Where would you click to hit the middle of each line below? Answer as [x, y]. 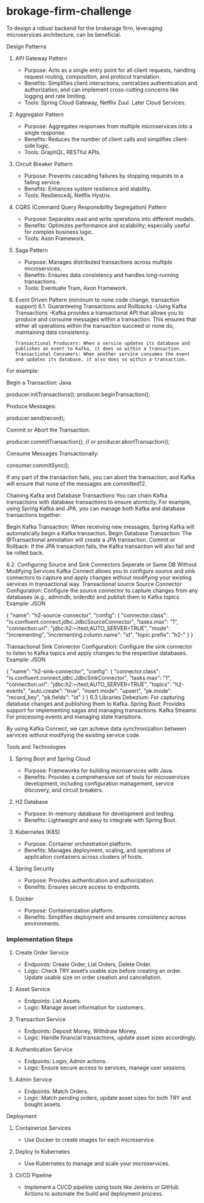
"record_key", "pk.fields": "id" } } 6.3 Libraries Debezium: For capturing [95, 697]
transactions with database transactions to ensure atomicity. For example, [99, 502]
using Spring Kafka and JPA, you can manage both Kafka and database [96, 508]
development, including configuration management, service [99, 783]
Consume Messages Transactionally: [53, 453]
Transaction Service [40, 1019]
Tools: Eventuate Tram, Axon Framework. [76, 287]
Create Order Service [42, 953]
